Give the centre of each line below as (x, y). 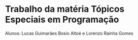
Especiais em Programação (62, 20)
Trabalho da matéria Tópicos (65, 9)
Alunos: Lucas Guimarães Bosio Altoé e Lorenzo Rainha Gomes (69, 33)
